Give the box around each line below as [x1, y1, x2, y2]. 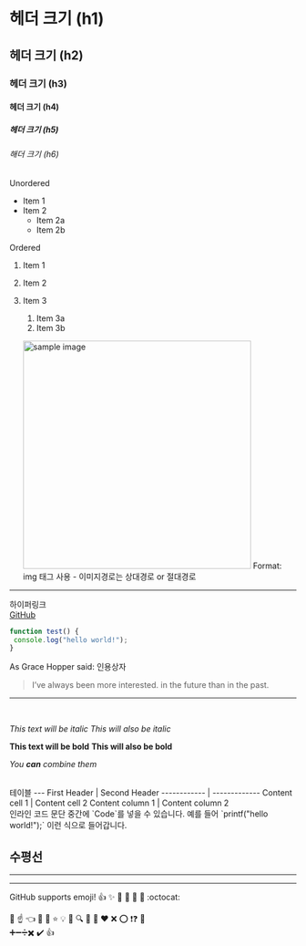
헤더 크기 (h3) [9, 77, 68, 89]
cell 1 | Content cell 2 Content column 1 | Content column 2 [9, 797, 229, 808]
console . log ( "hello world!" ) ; [13, 635, 128, 644]
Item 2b [36, 224, 66, 235]
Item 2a [36, 214, 66, 225]
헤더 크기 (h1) [9, 8, 105, 29]
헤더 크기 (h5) [9, 124, 59, 135]
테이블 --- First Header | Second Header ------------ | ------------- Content [9, 787, 293, 798]
